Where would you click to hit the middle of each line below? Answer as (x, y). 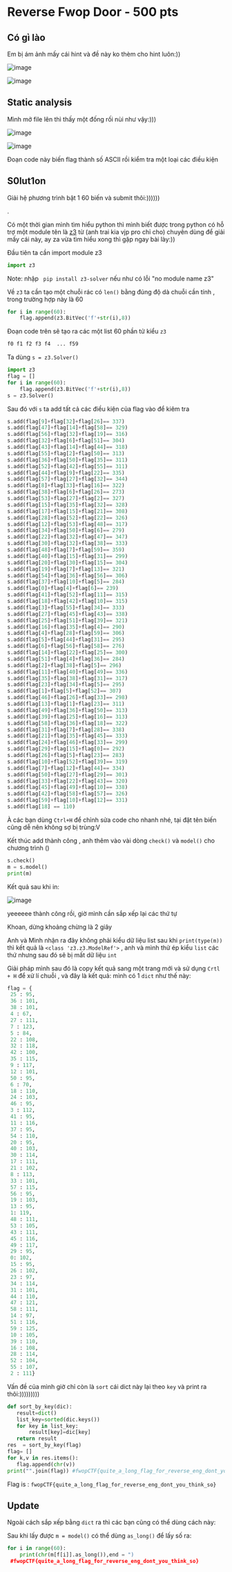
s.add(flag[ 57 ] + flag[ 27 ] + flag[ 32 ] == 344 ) (68, 479)
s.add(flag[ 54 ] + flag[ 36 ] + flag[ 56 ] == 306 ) (68, 575)
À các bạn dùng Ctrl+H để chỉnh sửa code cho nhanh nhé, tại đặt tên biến (112, 820)
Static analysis (40, 103)
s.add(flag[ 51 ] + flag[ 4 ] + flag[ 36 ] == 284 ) (66, 659)
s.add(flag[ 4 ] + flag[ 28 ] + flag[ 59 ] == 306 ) (66, 633)
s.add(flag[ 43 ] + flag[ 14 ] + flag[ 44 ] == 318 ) (68, 447)
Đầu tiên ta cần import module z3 (55, 252)
